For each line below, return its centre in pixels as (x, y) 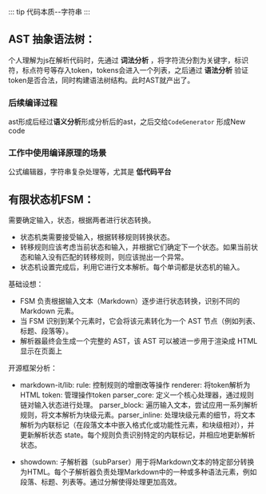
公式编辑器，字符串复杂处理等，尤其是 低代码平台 (90, 172)
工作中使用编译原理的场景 (58, 153)
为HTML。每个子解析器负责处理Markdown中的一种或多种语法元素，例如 (138, 472)
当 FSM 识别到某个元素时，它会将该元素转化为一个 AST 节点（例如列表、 (140, 321)
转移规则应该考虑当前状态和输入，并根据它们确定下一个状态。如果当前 (135, 247)
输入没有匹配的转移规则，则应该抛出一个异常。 (111, 257)
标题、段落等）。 (46, 331)
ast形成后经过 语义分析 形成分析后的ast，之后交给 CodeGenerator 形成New (127, 122)
